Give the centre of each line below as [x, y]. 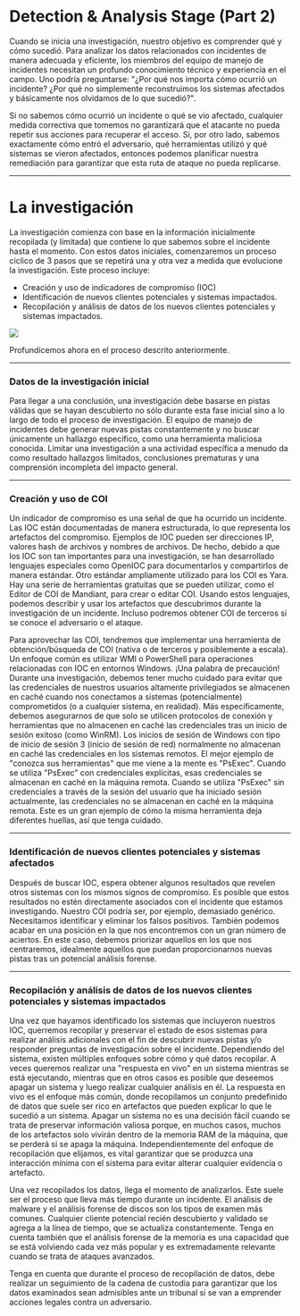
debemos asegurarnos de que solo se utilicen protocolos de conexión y [141, 716]
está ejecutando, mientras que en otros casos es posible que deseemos [142, 1077]
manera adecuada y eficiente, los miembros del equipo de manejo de [137, 60]
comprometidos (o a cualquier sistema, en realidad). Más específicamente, [147, 707]
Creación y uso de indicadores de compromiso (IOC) [119, 287]
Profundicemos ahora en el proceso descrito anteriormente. [120, 349]
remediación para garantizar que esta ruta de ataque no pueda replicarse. [145, 163]
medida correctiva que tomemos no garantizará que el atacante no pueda [145, 125]
